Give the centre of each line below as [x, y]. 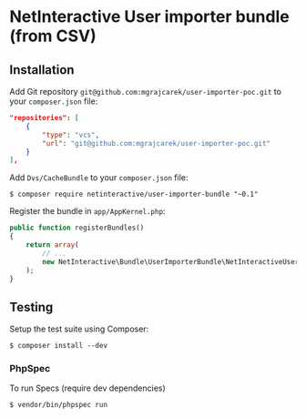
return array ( [52, 245]
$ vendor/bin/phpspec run [58, 405]
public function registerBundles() [77, 228]
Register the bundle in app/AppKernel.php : [87, 211]
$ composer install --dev [58, 346]
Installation [42, 70]
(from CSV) [53, 36]
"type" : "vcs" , [71, 135]
